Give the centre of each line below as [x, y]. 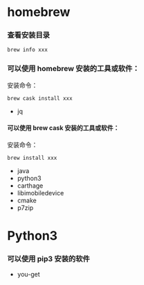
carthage [30, 186]
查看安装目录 [29, 35]
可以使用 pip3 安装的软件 [48, 259]
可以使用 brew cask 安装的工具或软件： [63, 128]
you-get [28, 275]
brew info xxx [28, 50]
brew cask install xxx [40, 98]
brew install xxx [32, 158]
